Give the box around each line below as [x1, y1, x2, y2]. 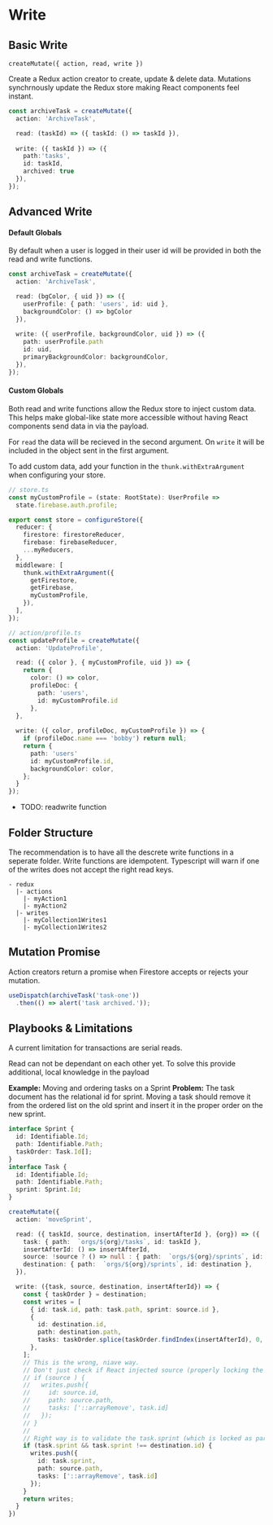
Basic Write [8, 38, 68, 52]
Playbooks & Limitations [8, 1021, 133, 1035]
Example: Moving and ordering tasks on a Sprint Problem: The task [8, 1083, 236, 1093]
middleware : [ [15, 560, 63, 569]
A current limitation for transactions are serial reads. [8, 1043, 183, 1053]
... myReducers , [23, 546, 75, 555]
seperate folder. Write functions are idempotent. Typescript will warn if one [8, 855, 260, 865]
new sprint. [8, 1110, 46, 1119]
